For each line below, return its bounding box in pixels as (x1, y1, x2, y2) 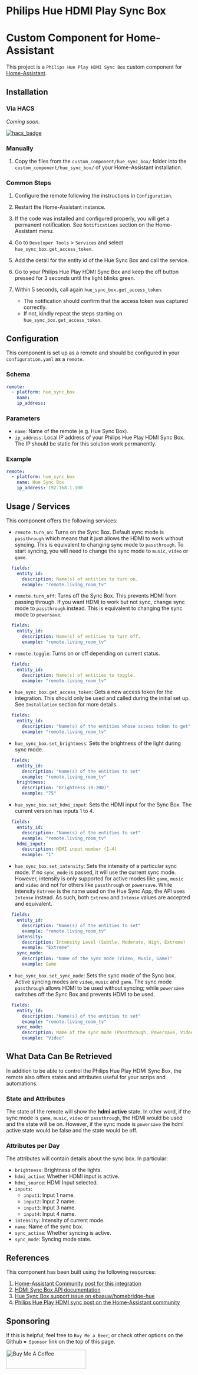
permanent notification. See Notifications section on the (14, 221, 154, 228)
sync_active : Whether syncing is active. (14, 1229, 112, 1237)
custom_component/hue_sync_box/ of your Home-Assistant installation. (14, 164, 183, 171)
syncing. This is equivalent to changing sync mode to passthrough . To (14, 541, 184, 548)
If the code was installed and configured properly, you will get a (14, 215, 170, 222)
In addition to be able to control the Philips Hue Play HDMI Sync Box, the (6, 1067, 181, 1074)
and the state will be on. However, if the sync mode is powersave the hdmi (6, 1121, 184, 1128)
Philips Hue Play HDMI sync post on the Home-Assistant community (14, 1299, 180, 1306)
